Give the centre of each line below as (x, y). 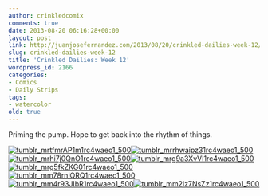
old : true (25, 112)
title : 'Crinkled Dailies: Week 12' (69, 61)
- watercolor (30, 104)
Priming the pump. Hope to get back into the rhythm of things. (110, 135)
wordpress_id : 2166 (41, 68)
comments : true (33, 23)
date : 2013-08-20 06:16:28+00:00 (64, 30)
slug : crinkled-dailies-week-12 (62, 53)
